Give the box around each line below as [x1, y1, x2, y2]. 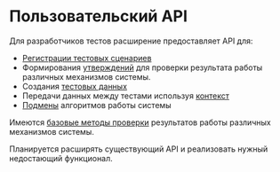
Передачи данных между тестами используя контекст [21, 90, 229, 101]
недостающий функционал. [9, 152, 113, 163]
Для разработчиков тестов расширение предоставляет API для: [9, 35, 253, 46]
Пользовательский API [9, 6, 188, 27]
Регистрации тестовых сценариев [21, 52, 152, 63]
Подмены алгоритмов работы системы [21, 99, 172, 110]
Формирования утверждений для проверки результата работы [21, 62, 263, 73]
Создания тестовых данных [21, 81, 127, 91]
